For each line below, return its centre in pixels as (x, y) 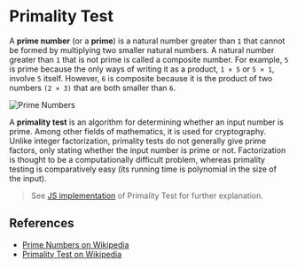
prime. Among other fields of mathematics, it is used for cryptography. (138, 131)
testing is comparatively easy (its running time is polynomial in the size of (143, 169)
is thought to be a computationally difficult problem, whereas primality (137, 159)
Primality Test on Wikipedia (72, 254)
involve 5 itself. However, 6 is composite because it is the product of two (141, 78)
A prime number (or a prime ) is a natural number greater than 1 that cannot (147, 41)
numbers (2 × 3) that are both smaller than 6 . (93, 88)
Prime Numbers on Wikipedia (75, 244)
